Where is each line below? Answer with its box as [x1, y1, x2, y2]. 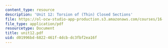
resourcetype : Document [5, 26, 55, 31]
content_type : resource [5, 7, 55, 12]
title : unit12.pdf [5, 30, 43, 35]
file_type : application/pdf [5, 21, 64, 26]
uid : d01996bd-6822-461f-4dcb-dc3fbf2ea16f [5, 35, 97, 40]
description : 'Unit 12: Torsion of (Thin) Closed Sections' [5, 12, 133, 17]
